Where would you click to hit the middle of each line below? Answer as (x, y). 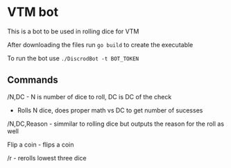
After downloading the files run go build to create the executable (100, 44)
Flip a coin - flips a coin (41, 144)
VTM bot (33, 12)
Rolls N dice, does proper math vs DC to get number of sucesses (110, 110)
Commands (33, 80)
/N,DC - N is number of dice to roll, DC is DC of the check (89, 96)
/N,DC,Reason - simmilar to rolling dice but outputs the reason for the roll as (115, 124)
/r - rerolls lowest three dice (47, 158)
